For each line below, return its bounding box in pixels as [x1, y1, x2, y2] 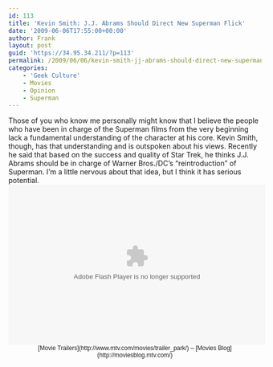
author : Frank [8, 34, 56, 43]
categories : [8, 64, 48, 72]
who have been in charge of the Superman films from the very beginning [8, 124, 249, 134]
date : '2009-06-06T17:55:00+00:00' [8, 27, 128, 35]
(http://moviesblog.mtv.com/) [97, 351, 173, 360]
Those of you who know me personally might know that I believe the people [8, 116, 259, 125]
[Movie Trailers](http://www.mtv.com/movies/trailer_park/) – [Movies [38, 345, 217, 353]
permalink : [8, 57, 45, 65]
